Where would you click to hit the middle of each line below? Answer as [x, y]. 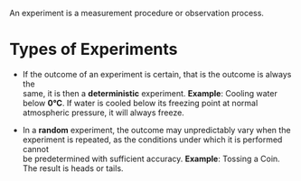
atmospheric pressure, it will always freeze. [103, 113]
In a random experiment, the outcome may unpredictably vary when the [156, 130]
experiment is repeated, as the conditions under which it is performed [152, 140]
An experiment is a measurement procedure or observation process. [137, 13]
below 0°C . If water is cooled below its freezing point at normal [140, 103]
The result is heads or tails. [73, 168]
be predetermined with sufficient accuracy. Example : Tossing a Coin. [151, 158]
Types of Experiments [94, 50]
